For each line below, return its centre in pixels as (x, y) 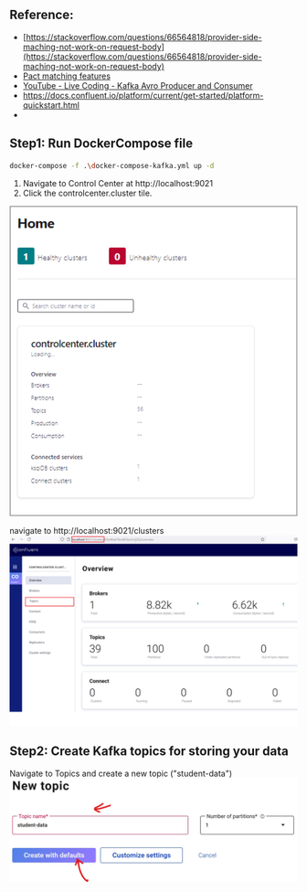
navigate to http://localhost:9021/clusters (87, 531)
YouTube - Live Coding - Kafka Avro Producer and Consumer (138, 85)
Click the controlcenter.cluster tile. (87, 193)
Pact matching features (67, 76)
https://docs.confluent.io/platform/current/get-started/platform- (143, 95)
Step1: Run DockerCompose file (101, 144)
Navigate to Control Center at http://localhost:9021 (117, 183)
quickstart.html (51, 105)
